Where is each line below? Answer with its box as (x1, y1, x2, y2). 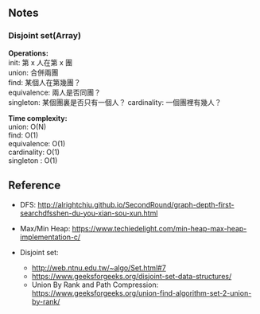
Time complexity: (8, 113, 68, 122)
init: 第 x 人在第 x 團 (8, 57, 73, 67)
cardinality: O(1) (8, 147, 60, 157)
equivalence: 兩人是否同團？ (8, 87, 102, 97)
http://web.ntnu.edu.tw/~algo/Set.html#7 (31, 262, 167, 273)
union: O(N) (8, 122, 47, 131)
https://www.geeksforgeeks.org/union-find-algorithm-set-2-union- (31, 288, 252, 297)
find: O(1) (8, 130, 38, 140)
